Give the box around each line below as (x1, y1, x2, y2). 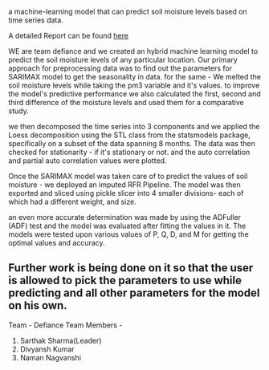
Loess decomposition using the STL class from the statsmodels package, (8, 130, 251, 140)
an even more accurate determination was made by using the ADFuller (8, 213, 242, 222)
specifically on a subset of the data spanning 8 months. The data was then (8, 139, 255, 148)
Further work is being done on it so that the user (8, 261, 254, 275)
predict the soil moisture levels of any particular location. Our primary (8, 55, 238, 64)
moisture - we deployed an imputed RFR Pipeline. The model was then (8, 180, 241, 189)
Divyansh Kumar (19, 344, 75, 354)
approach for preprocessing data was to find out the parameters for (8, 63, 233, 73)
